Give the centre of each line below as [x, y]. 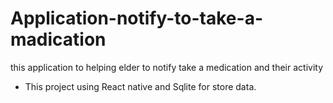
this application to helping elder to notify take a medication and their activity [167, 67]
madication [58, 39]
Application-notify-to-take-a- [137, 18]
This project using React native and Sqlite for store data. [140, 86]
